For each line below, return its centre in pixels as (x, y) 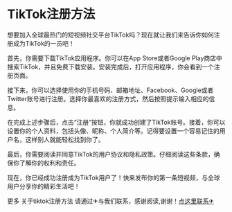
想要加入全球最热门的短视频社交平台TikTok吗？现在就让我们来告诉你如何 (111, 35)
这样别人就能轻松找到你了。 (65, 139)
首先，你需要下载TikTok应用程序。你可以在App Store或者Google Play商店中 (115, 58)
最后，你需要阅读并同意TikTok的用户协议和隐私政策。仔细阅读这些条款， (111, 154)
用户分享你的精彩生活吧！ (44, 186)
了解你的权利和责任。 (50, 163)
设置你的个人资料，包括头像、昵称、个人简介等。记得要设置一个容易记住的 (113, 131)
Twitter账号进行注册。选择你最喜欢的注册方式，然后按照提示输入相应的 (108, 98)
